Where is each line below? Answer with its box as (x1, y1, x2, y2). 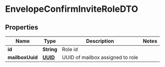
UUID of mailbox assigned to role (62, 54, 138, 61)
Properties (5, 23, 38, 32)
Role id (62, 46, 78, 53)
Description (86, 38, 114, 44)
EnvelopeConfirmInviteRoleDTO (5, 3, 138, 15)
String (42, 46, 58, 53)
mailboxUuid (7, 54, 38, 61)
